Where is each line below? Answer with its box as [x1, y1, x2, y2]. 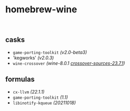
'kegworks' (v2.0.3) [12, 54, 54, 61]
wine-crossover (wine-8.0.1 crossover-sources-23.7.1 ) [12, 60, 125, 66]
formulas [5, 75, 35, 84]
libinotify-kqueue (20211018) [12, 99, 76, 106]
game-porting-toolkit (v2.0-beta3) [12, 49, 87, 55]
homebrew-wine [5, 4, 77, 15]
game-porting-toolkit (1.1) [12, 94, 68, 100]
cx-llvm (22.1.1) [12, 88, 45, 95]
